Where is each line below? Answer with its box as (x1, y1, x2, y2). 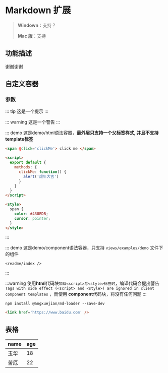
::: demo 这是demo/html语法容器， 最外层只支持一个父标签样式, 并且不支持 (5, 130, 159, 136)
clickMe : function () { (18, 169, 67, 174)
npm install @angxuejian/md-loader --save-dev (5, 301, 105, 306)
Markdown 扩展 (5, 5, 72, 16)
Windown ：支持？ (17, 22, 57, 28)
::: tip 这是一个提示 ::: (5, 108, 49, 114)
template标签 (5, 136, 34, 142)
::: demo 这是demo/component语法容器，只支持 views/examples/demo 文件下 (5, 245, 163, 251)
